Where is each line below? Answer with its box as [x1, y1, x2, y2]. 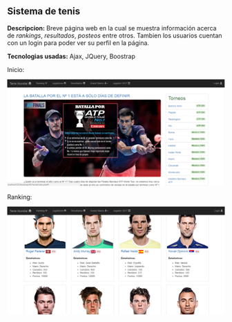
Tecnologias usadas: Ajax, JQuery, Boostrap [7, 52, 136, 60]
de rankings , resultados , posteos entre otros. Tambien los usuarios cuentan [7, 31, 222, 39]
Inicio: [7, 65, 25, 73]
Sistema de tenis [7, 6, 81, 17]
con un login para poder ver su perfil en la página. [7, 38, 150, 47]
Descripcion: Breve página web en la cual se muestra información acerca [7, 24, 217, 32]
